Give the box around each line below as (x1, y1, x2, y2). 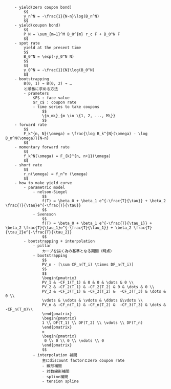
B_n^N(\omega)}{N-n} (5, 136, 50, 141)
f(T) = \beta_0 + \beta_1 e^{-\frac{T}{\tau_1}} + (41, 221, 153, 226)
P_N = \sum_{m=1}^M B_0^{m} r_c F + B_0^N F (24, 32, 120, 37)
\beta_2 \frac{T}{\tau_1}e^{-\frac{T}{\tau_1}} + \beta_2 (5, 225, 132, 230)
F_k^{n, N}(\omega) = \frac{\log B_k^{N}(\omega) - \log (24, 131, 147, 136)
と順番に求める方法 (24, 87, 58, 92)
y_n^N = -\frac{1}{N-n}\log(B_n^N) (24, 14, 100, 19)
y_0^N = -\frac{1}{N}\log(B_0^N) (24, 68, 95, 73)
